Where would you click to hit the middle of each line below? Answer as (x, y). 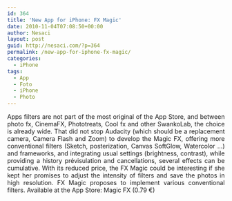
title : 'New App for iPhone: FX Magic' (65, 20)
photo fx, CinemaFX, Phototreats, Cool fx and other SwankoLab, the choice (116, 124)
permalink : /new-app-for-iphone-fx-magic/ (69, 52)
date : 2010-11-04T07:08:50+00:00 (55, 26)
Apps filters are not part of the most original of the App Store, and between (116, 117)
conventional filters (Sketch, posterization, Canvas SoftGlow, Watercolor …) (116, 146)
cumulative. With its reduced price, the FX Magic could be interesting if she (116, 168)
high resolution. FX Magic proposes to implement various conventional (116, 183)
